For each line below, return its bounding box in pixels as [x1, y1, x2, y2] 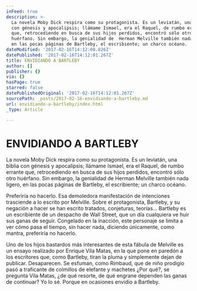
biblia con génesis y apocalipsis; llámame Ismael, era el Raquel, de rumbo [6, 162, 184, 170]
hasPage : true [6, 80, 41, 85]
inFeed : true [6, 8, 38, 15]
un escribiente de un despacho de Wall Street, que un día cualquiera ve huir [6, 211, 189, 218]
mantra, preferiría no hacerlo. [6, 230, 77, 237]
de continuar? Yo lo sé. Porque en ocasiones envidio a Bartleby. [6, 279, 160, 286]
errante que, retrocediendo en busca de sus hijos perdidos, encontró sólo [6, 169, 184, 176]
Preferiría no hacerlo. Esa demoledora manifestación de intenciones [6, 193, 170, 200]
